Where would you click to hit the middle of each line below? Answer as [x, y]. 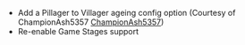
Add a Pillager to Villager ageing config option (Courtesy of [127, 13]
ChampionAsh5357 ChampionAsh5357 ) [91, 22]
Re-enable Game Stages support [78, 31]
